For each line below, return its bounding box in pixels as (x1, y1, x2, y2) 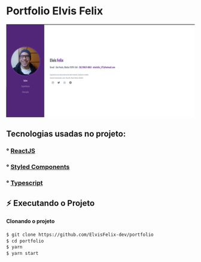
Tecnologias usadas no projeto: (6, 129, 126, 139)
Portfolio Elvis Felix (6, 4, 103, 18)
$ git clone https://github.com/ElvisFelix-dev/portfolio (6, 232, 154, 238)
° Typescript (6, 179, 43, 187)
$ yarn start (6, 251, 39, 257)
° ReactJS (6, 147, 36, 155)
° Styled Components (6, 163, 70, 171)
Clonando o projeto (6, 218, 55, 225)
